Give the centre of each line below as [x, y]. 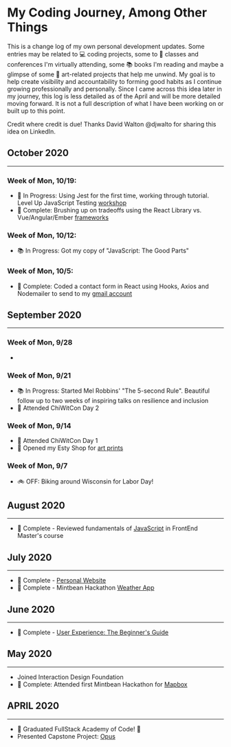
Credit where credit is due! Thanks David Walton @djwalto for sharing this [112, 124]
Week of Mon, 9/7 [37, 466]
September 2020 [44, 315]
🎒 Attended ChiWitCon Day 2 [58, 408]
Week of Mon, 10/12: [42, 235]
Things [27, 27]
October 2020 [38, 153]
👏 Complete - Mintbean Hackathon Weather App [86, 588]
